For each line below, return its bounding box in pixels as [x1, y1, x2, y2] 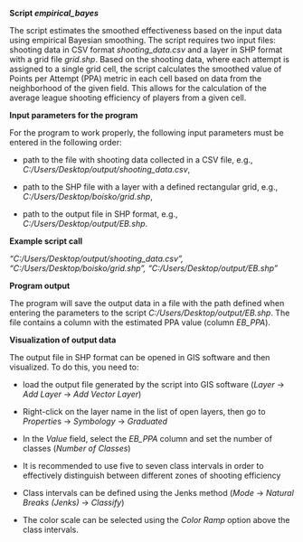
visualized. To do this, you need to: [9, 361, 139, 372]
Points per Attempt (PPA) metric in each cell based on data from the [9, 73, 262, 84]
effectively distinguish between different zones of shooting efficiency [22, 470, 281, 481]
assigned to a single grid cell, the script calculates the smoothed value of [9, 63, 282, 74]
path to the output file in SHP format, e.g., [22, 209, 178, 220]
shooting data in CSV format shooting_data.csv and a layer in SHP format [9, 44, 283, 55]
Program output [9, 280, 71, 291]
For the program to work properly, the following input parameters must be [9, 127, 284, 138]
